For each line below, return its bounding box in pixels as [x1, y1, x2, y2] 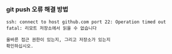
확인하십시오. [6, 43, 34, 49]
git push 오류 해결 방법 [6, 5, 68, 13]
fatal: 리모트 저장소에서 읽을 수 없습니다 [6, 26, 97, 31]
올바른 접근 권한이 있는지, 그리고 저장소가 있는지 [6, 37, 111, 43]
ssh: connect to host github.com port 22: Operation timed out [6, 19, 167, 25]
